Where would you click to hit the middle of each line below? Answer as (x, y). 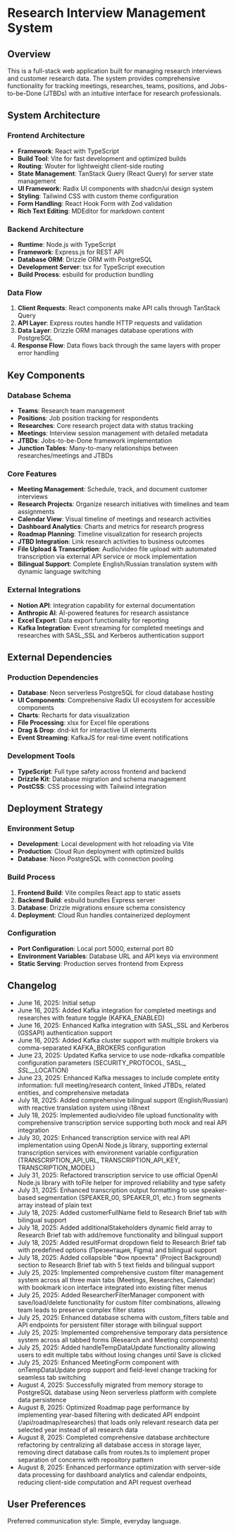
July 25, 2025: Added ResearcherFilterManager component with (111, 1294)
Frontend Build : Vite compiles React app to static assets (99, 893)
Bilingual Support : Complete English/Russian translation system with (118, 564)
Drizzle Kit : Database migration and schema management (102, 779)
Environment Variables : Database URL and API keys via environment (118, 956)
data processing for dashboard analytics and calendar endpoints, (112, 1474)
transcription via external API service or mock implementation (107, 557)
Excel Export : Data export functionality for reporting (93, 620)
